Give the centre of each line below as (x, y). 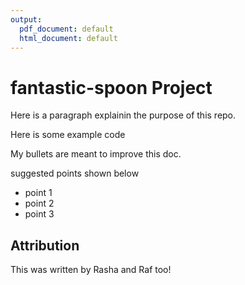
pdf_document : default (66, 29)
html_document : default (68, 38)
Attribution (45, 245)
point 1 (38, 193)
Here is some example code (68, 135)
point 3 (39, 214)
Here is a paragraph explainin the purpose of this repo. (123, 115)
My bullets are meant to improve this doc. (96, 154)
